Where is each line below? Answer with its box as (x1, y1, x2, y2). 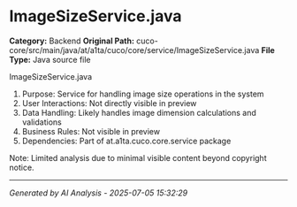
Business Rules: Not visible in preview (21, 126, 161, 136)
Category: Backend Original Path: (9, 35, 135, 46)
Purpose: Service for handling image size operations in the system (21, 88, 264, 99)
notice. (9, 162, 34, 172)
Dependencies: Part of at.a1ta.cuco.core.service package (21, 135, 232, 146)
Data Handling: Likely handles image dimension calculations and (21, 107, 256, 118)
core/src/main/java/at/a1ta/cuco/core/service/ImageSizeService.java (9, 44, 260, 55)
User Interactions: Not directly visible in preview (21, 97, 197, 108)
